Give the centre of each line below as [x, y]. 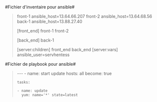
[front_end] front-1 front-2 [43, 31]
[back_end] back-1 [35, 40]
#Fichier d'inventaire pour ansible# [40, 7]
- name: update [32, 91]
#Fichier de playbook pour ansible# [40, 64]
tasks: [24, 82]
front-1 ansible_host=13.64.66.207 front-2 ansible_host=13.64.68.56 [85, 16]
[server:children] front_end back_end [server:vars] [67, 50]
